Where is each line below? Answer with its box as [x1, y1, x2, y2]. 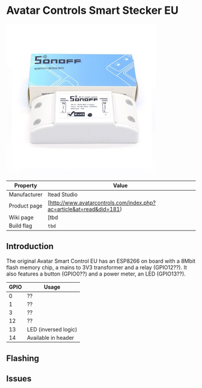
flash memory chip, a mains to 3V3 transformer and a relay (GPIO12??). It [6, 263, 188, 271]
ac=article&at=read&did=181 [47, 205, 120, 212]
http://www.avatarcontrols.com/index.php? [49, 199, 156, 206]
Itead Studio [47, 191, 78, 198]
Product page [8, 202, 43, 209]
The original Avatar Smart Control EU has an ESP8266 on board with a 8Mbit [6, 257, 196, 265]
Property [14, 182, 37, 189]
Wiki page [8, 214, 34, 221]
